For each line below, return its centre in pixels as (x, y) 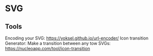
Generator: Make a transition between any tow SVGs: (58, 43)
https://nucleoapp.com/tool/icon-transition (48, 48)
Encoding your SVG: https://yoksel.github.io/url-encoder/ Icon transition (77, 38)
